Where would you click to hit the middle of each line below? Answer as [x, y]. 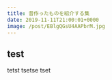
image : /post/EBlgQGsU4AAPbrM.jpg [56, 26]
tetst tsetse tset [29, 70]
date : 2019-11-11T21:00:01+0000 [53, 20]
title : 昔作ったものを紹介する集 [48, 13]
